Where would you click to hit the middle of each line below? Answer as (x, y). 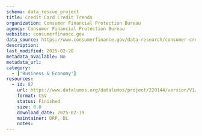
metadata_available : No (36, 57)
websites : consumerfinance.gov (45, 34)
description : (23, 46)
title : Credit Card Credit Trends (50, 17)
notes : (25, 124)
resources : (20, 79)
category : (19, 68)
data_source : (23, 40)
